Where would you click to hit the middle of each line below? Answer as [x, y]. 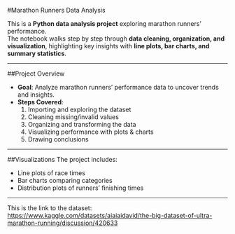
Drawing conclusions [58, 139]
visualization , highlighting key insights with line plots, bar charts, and [108, 46]
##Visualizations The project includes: [62, 159]
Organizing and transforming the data [82, 124]
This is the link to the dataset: [50, 208]
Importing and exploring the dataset [79, 109]
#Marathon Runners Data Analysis [57, 10]
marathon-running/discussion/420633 [63, 223]
